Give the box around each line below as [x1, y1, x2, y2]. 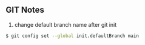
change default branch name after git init [14, 21, 117, 28]
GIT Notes [5, 5, 45, 15]
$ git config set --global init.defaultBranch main [5, 33, 139, 39]
